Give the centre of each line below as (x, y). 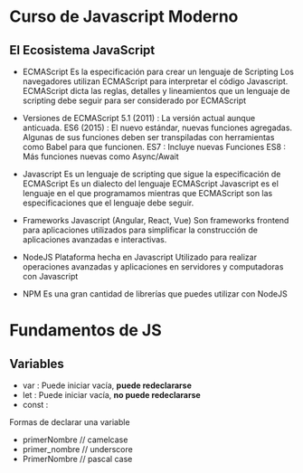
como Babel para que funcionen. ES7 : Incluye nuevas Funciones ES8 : (154, 147)
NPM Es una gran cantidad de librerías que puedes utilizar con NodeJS (155, 294)
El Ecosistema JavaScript (82, 50)
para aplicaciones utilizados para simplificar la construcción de (140, 230)
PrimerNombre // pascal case (77, 459)
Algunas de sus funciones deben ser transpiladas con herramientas (148, 137)
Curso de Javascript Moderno (124, 17)
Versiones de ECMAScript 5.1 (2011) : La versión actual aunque (139, 118)
